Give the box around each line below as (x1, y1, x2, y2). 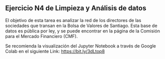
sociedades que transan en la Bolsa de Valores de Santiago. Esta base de (5, 22, 157, 28)
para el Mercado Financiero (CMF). (5, 33, 78, 39)
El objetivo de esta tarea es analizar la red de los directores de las (5, 17, 142, 23)
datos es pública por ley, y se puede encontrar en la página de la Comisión (5, 27, 160, 34)
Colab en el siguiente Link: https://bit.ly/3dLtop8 (5, 48, 105, 54)
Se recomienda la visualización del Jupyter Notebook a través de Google (5, 42, 156, 49)
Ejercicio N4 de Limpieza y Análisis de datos (5, 4, 147, 12)
